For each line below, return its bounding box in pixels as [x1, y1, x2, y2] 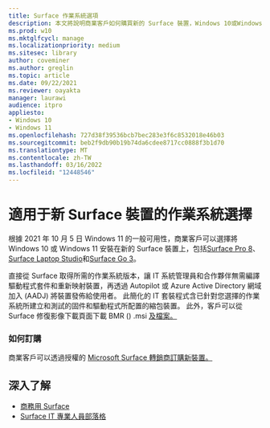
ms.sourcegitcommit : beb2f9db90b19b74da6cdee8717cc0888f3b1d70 [8, 138, 225, 147]
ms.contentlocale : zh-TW [8, 153, 92, 161]
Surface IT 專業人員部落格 [19, 411, 107, 422]
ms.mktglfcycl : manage [8, 34, 84, 43]
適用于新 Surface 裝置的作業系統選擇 [8, 206, 252, 224]
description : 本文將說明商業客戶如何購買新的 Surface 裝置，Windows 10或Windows [8, 19, 263, 27]
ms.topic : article [8, 71, 70, 79]
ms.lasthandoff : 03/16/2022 [8, 161, 103, 169]
